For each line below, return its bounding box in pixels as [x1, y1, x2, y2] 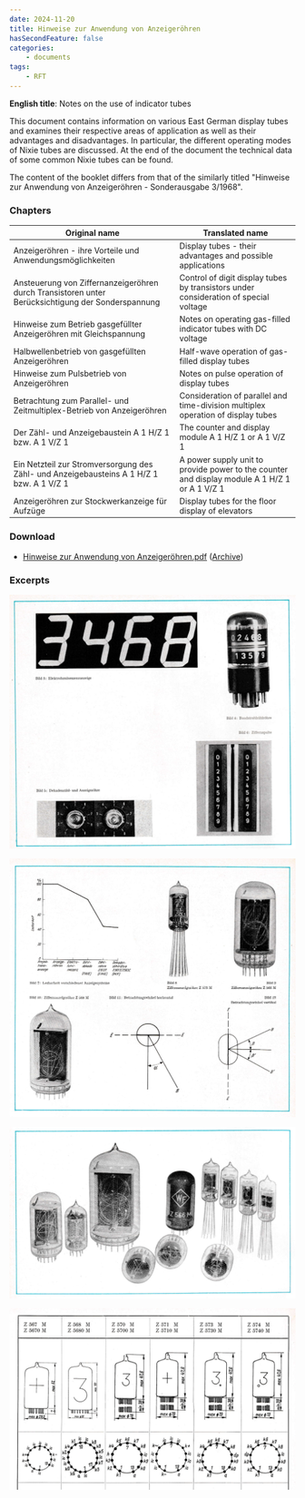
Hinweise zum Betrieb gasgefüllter [13, 318, 143, 329]
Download [9, 531, 56, 543]
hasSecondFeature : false [9, 34, 103, 43]
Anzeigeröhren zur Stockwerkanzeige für [13, 495, 168, 506]
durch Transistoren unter [13, 287, 106, 298]
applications [179, 259, 225, 270]
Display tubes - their [179, 240, 257, 251]
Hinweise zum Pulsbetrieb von [13, 367, 127, 378]
